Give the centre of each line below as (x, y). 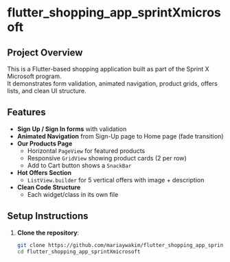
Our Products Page (45, 143)
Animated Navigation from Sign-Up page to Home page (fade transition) (120, 136)
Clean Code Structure (49, 187)
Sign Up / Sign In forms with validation (72, 129)
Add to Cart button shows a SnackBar (79, 165)
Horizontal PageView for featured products (86, 151)
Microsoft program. (34, 76)
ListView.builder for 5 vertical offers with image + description (116, 180)
